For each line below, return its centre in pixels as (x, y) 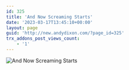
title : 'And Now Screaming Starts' (50, 17)
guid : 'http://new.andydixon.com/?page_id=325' (65, 33)
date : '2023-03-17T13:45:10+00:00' (50, 22)
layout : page (22, 28)
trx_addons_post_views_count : (43, 38)
